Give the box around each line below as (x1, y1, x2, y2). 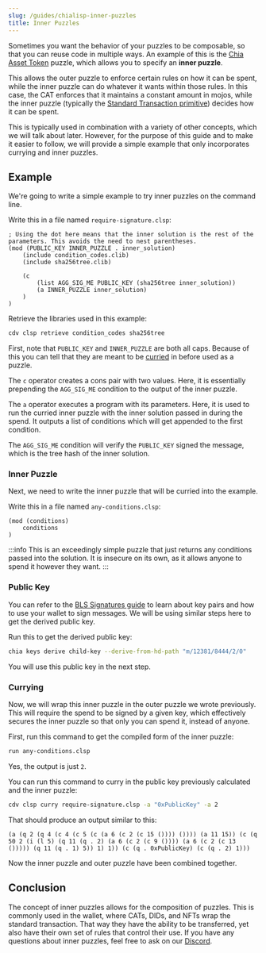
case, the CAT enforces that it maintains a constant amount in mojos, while (8, 90, 253, 99)
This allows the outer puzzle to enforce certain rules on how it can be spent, (8, 73, 257, 83)
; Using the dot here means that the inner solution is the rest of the (8, 231, 254, 239)
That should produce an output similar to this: (8, 815, 157, 824)
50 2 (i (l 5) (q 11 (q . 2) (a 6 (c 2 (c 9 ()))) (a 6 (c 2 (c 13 (8, 837, 237, 845)
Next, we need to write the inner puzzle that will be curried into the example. (8, 486, 258, 496)
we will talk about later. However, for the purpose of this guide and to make (8, 130, 254, 140)
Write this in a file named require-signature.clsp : (8, 215, 172, 225)
